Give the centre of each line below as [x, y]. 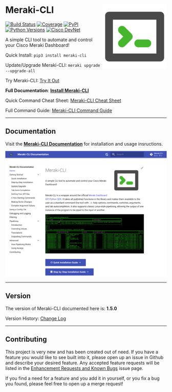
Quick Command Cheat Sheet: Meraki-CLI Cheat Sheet [63, 100]
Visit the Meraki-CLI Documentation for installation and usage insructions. [84, 144]
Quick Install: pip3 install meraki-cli [46, 55]
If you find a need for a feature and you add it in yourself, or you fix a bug [82, 378]
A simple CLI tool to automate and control [49, 40]
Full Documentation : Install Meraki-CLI [47, 90]
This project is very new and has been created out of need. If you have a [82, 352]
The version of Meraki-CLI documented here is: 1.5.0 [61, 308]
